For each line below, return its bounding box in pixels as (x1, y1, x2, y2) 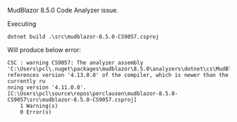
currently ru (7, 78, 46, 85)
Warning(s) (25, 102, 59, 109)
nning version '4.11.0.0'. (7, 84, 87, 91)
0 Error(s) (20, 109, 52, 116)
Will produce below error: (7, 46, 81, 54)
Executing (7, 20, 37, 28)
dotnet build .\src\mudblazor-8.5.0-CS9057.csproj (7, 33, 159, 40)
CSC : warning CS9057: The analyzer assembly (7, 59, 143, 66)
